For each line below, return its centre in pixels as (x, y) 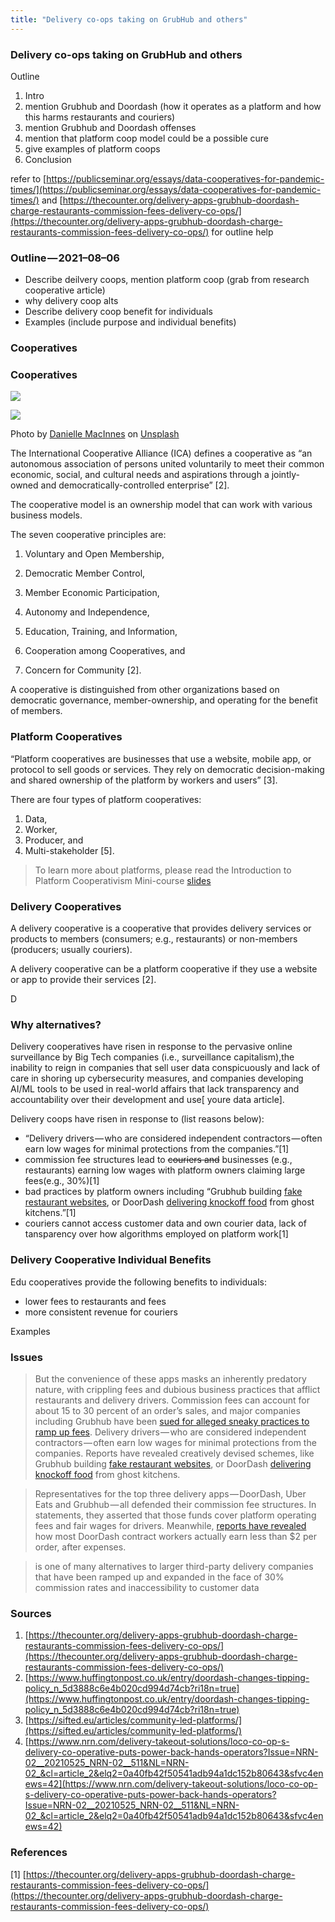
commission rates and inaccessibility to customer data (147, 1587)
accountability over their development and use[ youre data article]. (147, 1100)
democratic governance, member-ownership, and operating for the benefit (164, 700)
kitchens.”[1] (50, 1213)
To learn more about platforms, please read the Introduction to (163, 870)
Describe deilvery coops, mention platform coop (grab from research (167, 280)
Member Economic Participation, (92, 593)
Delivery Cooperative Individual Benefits (111, 1260)
